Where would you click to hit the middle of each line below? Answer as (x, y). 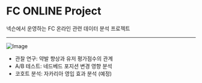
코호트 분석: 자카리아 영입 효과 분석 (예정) (63, 73)
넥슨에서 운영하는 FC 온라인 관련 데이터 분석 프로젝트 (68, 28)
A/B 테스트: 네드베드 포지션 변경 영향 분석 (63, 66)
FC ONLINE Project (54, 11)
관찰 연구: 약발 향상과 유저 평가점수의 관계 (64, 58)
